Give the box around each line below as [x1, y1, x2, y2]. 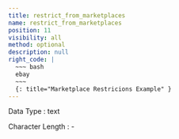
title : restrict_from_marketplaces [8, 11, 126, 20]
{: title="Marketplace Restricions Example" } [15, 85, 172, 93]
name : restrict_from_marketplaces [8, 19, 123, 27]
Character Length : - [8, 122, 75, 131]
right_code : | [8, 56, 55, 64]
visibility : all [8, 33, 62, 42]
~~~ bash [15, 63, 44, 71]
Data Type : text [8, 107, 60, 116]
